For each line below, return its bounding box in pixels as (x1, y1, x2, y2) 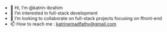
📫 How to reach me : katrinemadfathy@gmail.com (10, 21, 117, 27)
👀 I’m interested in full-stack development (10, 10, 98, 16)
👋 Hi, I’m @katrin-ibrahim (10, 5, 63, 10)
